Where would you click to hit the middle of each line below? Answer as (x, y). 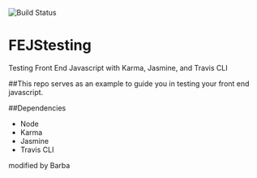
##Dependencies (37, 108)
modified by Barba (39, 165)
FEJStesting (50, 46)
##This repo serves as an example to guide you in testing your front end (129, 83)
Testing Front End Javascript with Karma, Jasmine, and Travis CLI (118, 67)
